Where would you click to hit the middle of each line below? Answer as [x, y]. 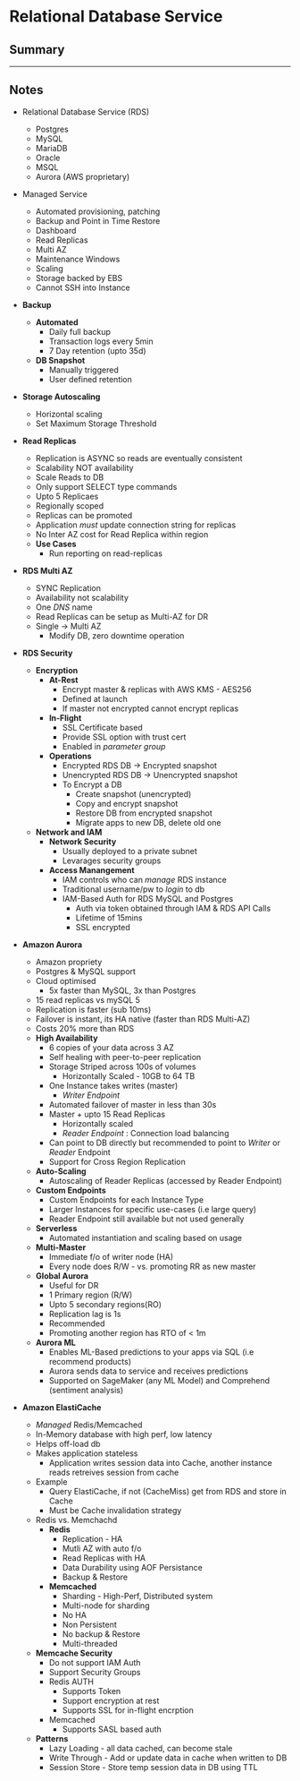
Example [51, 1481]
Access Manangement [92, 869]
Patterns [52, 1738]
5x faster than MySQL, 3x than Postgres [122, 990]
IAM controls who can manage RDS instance [145, 879]
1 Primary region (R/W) [91, 1295]
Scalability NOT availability [84, 467]
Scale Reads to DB [70, 477]
